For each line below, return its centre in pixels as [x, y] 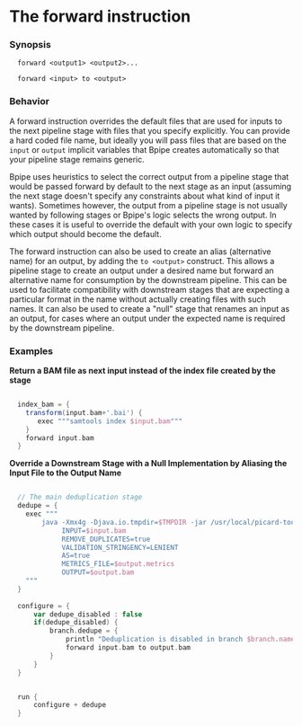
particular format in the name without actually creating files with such [138, 299]
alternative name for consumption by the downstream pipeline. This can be [148, 279]
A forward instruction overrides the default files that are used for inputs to [146, 121]
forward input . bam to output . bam [129, 648]
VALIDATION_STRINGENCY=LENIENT [120, 547]
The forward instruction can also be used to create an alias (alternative [140, 251]
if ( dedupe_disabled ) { [75, 623]
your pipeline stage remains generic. [77, 159]
